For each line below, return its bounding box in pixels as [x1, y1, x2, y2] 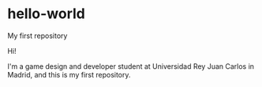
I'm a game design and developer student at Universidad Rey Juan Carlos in [7, 61, 254, 71]
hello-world [7, 5, 86, 23]
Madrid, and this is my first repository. [7, 70, 131, 79]
